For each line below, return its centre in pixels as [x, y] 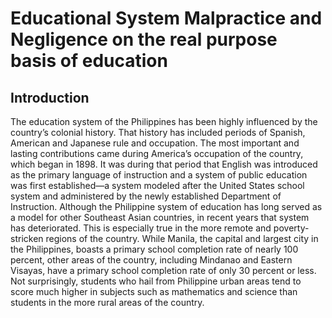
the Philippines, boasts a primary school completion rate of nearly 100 [154, 249]
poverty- [291, 228]
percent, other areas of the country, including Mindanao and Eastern [151, 260]
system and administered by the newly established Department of [146, 196]
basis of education [89, 61]
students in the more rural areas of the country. [107, 302]
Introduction [50, 97]
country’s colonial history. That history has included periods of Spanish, [158, 132]
